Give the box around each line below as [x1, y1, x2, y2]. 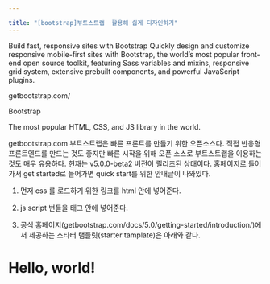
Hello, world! [8, 258, 96, 277]
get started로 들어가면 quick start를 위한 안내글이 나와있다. [23, 168, 211, 178]
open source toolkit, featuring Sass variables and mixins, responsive [23, 58, 250, 68]
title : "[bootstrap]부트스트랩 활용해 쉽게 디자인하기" [8, 19, 178, 27]
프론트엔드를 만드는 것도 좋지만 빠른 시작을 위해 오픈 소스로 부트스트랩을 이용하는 [8, 148, 263, 158]
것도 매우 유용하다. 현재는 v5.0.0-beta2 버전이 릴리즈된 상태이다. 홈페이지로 [8, 158, 247, 168]
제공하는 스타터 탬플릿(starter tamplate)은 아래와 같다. [28, 230, 201, 240]
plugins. [8, 75, 35, 84]
